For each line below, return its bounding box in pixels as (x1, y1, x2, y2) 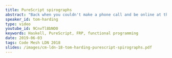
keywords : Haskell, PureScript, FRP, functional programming (5, 31, 139, 36)
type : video (5, 21, 31, 27)
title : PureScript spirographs (5, 7, 72, 13)
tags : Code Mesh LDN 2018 (5, 40, 60, 45)
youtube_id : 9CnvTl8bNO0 (5, 26, 58, 31)
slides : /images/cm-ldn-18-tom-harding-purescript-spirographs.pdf (5, 45, 153, 50)
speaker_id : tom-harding (5, 17, 58, 22)
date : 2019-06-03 (5, 36, 42, 41)
